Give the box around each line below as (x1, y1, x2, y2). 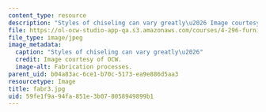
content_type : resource (8, 11, 87, 20)
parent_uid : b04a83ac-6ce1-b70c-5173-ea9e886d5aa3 (8, 70, 179, 78)
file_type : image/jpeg (8, 33, 83, 42)
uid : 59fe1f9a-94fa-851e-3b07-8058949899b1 (8, 92, 154, 100)
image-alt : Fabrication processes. (15, 63, 133, 71)
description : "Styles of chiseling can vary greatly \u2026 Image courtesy (8, 19, 260, 27)
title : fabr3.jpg (8, 84, 66, 93)
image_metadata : (8, 41, 62, 49)
